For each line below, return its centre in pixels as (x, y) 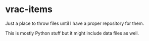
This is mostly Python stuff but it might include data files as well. (72, 33)
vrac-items (29, 9)
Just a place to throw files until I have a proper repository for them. (75, 23)
